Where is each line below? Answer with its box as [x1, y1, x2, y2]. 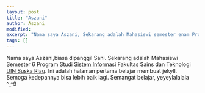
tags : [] [6, 37, 29, 43]
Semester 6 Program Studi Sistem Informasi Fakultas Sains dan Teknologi [6, 61, 191, 68]
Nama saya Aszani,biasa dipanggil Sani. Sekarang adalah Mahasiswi [6, 54, 178, 61]
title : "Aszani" [6, 15, 48, 21]
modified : [6, 26, 32, 32]
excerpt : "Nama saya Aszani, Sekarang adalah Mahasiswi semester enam [6, 32, 190, 38]
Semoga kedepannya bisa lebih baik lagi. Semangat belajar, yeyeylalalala [6, 74, 189, 81]
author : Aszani [6, 20, 45, 26]
